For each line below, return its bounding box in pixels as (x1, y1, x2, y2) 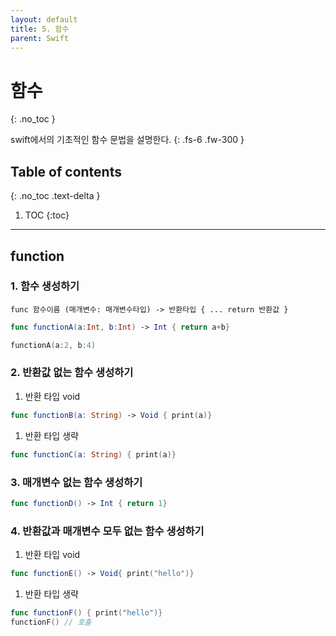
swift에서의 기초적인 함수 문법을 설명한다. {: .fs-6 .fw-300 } (10, 134, 245, 146)
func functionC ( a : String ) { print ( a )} (10, 449, 177, 460)
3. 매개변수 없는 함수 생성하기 (10, 475, 143, 489)
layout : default (10, 14, 78, 25)
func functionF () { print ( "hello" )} (10, 607, 163, 618)
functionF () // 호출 (10, 617, 92, 627)
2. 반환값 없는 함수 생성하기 (10, 366, 134, 380)
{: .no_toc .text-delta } (10, 190, 101, 202)
